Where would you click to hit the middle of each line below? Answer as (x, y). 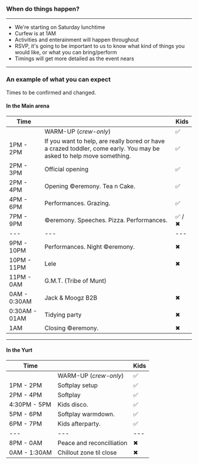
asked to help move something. (88, 155)
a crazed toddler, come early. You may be (102, 148)
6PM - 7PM (26, 424)
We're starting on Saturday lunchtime (60, 27)
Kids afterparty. (79, 424)
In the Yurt (19, 350)
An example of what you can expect (58, 80)
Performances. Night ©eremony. (90, 246)
